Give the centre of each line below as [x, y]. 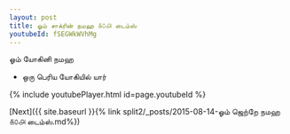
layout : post [33, 17]
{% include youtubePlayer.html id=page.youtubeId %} [108, 95]
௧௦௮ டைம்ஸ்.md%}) [45, 122]
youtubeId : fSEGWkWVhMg [53, 34]
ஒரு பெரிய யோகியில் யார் [64, 77]
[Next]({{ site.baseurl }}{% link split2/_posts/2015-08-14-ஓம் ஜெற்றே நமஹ [145, 112]
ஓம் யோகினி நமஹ [41, 59]
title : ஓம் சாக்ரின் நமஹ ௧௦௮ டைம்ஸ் [73, 26]
